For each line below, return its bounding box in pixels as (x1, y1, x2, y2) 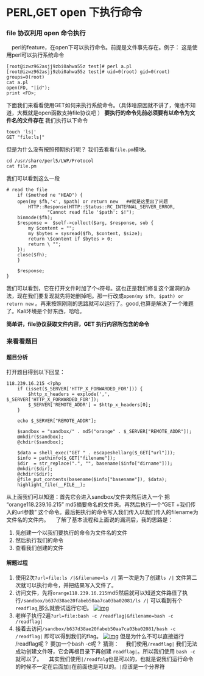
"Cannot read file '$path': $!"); (47, 209, 135, 216)
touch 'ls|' (6, 129, 37, 135)
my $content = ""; (28, 225, 75, 231)
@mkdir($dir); (17, 465, 53, 472)
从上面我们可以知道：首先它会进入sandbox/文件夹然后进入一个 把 (6, 493, 171, 500)
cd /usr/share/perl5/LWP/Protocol (6, 158, 94, 164)
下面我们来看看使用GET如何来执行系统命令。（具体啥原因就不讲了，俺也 (6, 102, 185, 109)
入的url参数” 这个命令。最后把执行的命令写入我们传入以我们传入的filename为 (6, 508, 199, 515)
